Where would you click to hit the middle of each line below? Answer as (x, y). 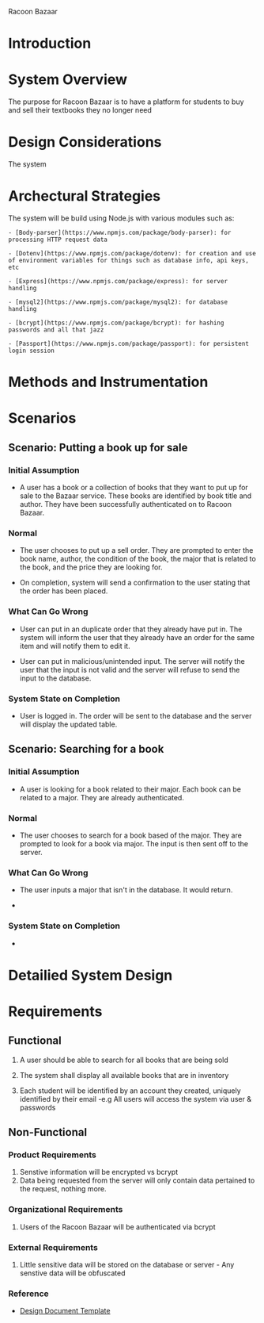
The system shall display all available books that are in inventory (124, 1075)
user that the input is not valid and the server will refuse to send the (130, 669)
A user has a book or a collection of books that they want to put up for (134, 488)
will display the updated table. (68, 724)
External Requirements (53, 1247)
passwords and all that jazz (56, 330)
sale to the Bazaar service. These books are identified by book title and (136, 496)
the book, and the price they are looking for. (91, 567)
